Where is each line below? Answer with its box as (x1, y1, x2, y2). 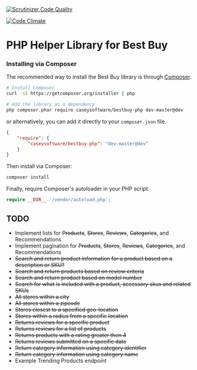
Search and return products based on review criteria (14, 267, 144, 274)
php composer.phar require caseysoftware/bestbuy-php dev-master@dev (6, 107, 184, 114)
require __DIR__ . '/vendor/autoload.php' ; (6, 197, 111, 203)
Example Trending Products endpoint (14, 357, 107, 364)
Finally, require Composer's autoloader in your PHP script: (6, 185, 150, 192)
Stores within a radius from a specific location (14, 312, 129, 320)
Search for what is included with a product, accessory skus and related (14, 280, 191, 288)
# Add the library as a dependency (6, 102, 95, 108)
